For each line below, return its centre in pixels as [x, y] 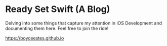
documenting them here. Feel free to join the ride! [57, 28]
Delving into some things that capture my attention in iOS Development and [83, 23]
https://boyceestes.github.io [35, 38]
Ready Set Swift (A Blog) [58, 9]
